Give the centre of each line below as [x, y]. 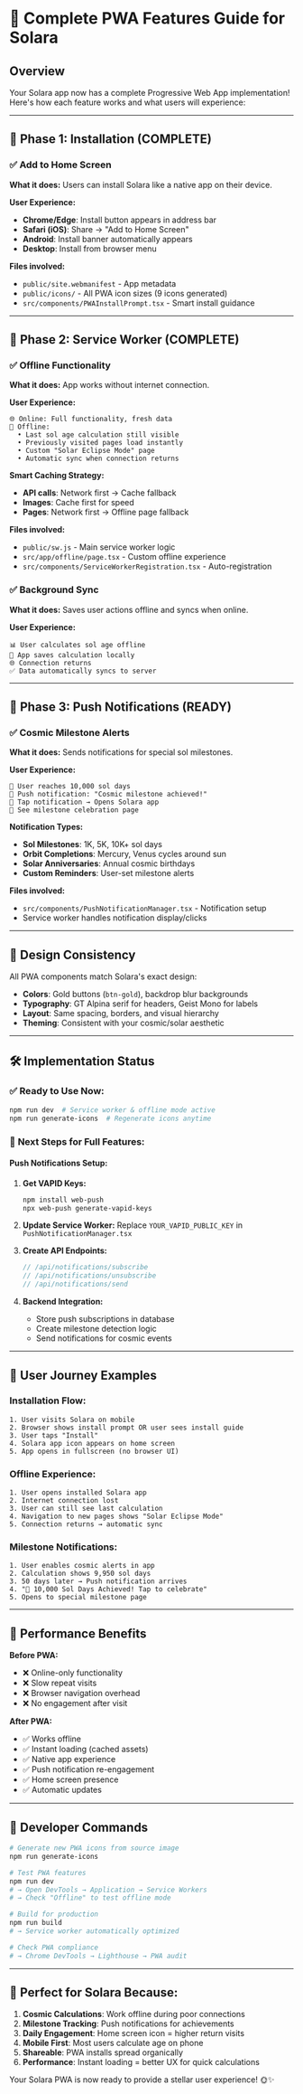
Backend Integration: [63, 1302]
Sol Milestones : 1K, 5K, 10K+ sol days [92, 844]
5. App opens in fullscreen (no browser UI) [94, 1451]
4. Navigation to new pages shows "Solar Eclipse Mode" [116, 1517]
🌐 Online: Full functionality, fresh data [91, 420]
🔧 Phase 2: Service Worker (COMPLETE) [124, 340]
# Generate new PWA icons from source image [94, 1848]
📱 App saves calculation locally [72, 655]
